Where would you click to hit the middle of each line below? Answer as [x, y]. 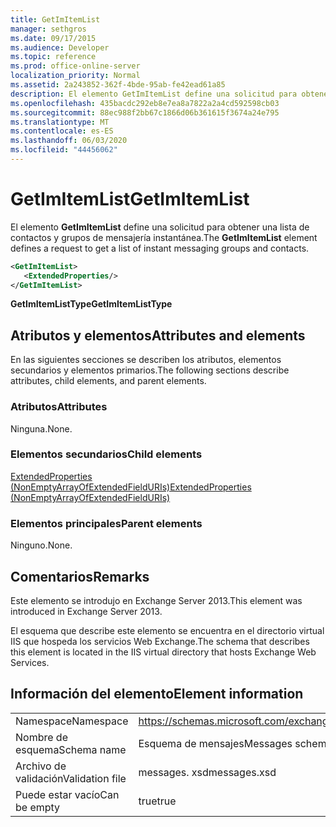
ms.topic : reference [53, 57]
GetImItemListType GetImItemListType [91, 304]
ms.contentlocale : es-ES [62, 131]
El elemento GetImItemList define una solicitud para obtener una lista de [160, 227]
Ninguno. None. [41, 545]
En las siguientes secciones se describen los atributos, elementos [146, 360]
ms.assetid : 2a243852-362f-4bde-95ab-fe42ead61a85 [118, 85]
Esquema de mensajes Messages [215, 743]
